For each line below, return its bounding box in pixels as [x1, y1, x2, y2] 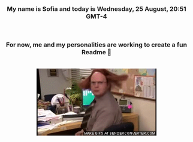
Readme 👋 [82, 48, 111, 57]
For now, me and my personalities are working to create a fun [5, 41, 188, 49]
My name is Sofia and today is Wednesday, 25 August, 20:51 [7, 5, 186, 13]
